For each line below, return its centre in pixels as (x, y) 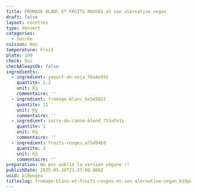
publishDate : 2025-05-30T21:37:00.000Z (55, 170)
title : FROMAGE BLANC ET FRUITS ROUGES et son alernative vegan (86, 11)
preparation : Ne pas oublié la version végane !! (68, 165)
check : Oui (19, 61)
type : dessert (23, 28)
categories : (21, 34)
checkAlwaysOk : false (33, 66)
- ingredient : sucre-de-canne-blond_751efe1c (68, 121)
